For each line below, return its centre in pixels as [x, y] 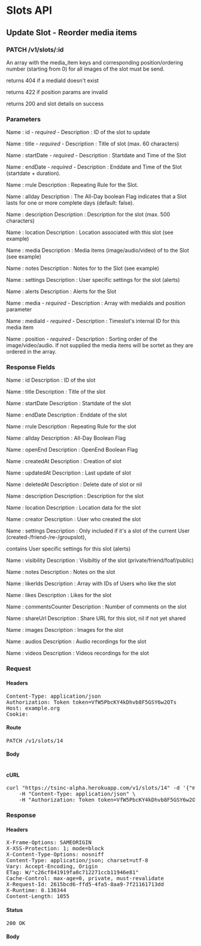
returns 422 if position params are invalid [57, 92]
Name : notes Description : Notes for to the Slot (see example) [83, 268]
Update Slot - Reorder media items [72, 33]
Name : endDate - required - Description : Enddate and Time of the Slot [94, 167]
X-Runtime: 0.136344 [36, 890]
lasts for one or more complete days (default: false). [70, 203]
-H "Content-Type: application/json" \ [77, 794]
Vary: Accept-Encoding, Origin [52, 866]
